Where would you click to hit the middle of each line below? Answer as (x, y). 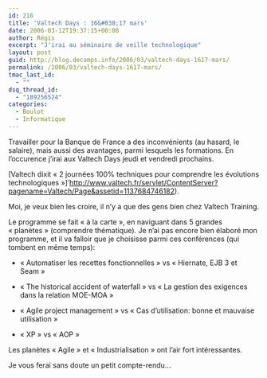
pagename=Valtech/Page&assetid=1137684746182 (92, 191)
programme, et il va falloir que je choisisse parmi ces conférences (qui (124, 239)
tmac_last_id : (32, 75)
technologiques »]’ (39, 182)
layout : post (30, 53)
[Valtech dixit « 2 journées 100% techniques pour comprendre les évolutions (134, 174)
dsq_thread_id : (33, 90)
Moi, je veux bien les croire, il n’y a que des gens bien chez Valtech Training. (134, 206)
